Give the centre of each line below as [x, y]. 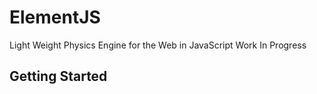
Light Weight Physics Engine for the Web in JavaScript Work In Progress [158, 45]
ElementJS [55, 17]
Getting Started [58, 76]
